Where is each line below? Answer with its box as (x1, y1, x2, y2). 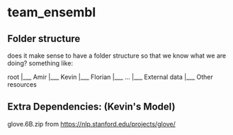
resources (7, 80, 37, 89)
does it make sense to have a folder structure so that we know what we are (7, 51, 227, 60)
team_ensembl (7, 4, 96, 21)
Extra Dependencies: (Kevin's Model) (7, 101, 176, 113)
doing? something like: (7, 59, 73, 67)
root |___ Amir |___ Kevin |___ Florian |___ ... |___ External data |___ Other (7, 72, 214, 81)
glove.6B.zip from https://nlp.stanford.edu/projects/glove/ (7, 119, 176, 128)
